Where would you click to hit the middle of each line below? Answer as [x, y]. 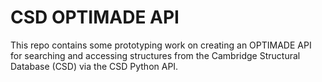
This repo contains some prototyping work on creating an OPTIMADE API [161, 45]
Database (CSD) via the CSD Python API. [94, 66]
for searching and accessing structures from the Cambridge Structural [155, 55]
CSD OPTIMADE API [95, 17]
